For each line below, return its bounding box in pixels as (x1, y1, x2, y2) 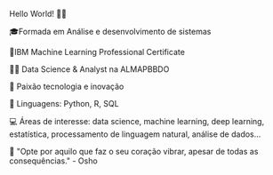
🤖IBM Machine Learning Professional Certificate (9, 47, 185, 57)
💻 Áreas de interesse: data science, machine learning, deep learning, (9, 116, 265, 126)
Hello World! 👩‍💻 (9, 9, 67, 19)
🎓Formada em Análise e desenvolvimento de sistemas (9, 27, 212, 36)
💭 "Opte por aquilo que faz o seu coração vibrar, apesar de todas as (9, 147, 259, 156)
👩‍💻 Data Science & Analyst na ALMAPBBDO (9, 64, 170, 75)
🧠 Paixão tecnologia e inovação (9, 81, 124, 91)
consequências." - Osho (9, 155, 98, 166)
